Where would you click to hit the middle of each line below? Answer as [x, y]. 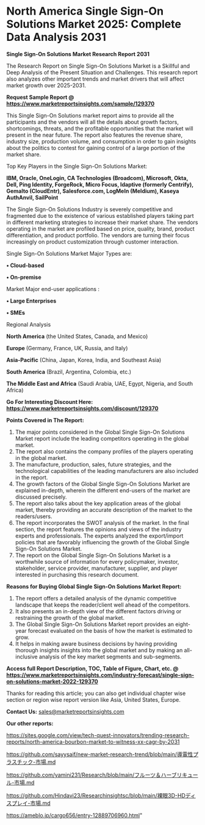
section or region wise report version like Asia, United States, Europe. [94, 699]
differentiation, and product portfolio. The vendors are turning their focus [98, 235]
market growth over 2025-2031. [46, 85]
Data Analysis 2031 [56, 37]
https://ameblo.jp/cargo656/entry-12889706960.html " [74, 815]
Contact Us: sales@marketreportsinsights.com [66, 712]
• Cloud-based [25, 265]
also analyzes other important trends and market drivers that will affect [95, 79]
